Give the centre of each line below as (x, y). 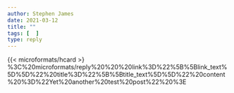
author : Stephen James (41, 14)
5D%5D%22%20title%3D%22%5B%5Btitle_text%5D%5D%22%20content (116, 75)
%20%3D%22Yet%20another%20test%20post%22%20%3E (97, 82)
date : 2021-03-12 (33, 20)
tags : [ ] (23, 33)
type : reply (25, 40)
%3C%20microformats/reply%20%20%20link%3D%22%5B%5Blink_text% (117, 67)
